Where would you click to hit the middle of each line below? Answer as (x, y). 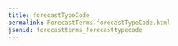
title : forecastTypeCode (49, 15)
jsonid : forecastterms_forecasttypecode (76, 30)
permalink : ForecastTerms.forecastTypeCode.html (89, 23)
